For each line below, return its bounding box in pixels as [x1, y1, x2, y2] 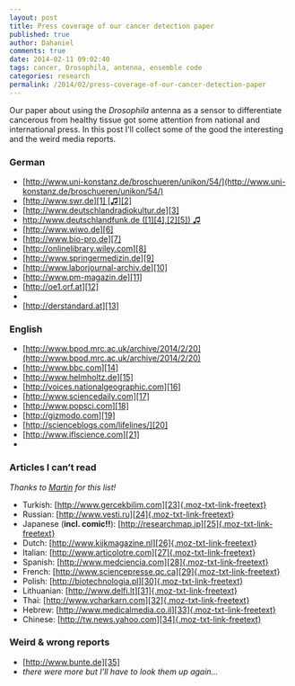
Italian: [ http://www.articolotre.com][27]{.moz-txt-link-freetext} [22, 547, 256, 557]
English [9, 323, 43, 335]
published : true [9, 30, 70, 39]
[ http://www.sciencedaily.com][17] [22, 391, 150, 402]
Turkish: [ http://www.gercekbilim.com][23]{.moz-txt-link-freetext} [22, 499, 267, 510]
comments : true [9, 47, 66, 56]
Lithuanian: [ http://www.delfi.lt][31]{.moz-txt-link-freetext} [22, 585, 238, 596]
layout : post [9, 13, 58, 22]
